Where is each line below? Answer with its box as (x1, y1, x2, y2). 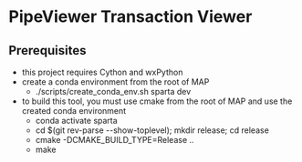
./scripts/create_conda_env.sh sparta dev (35, 86, 192, 96)
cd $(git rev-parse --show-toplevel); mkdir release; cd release (35, 125, 270, 136)
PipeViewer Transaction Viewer (8, 6, 253, 27)
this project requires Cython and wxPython (21, 66, 183, 77)
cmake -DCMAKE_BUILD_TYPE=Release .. (35, 135, 194, 145)
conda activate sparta (35, 116, 118, 126)
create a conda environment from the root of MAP (21, 76, 210, 87)
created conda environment (21, 106, 127, 116)
